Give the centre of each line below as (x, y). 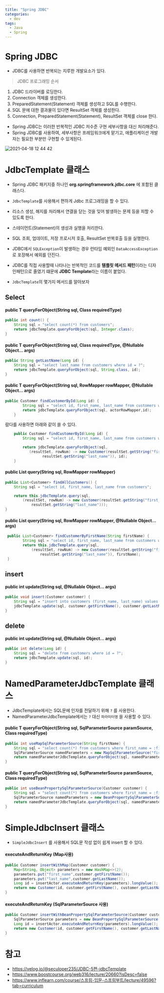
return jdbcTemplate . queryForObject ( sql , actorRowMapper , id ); (87, 410)
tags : (10, 23)
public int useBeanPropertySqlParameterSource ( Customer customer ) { (76, 788)
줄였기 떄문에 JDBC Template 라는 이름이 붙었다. (80, 271)
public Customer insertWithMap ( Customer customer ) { (60, 865)
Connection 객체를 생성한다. (39, 97)
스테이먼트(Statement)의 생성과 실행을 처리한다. (58, 228)
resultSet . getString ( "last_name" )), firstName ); (90, 554)
